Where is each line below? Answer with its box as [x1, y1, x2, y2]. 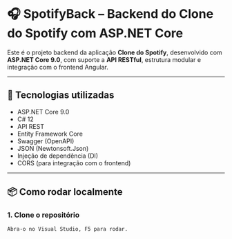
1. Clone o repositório [7, 210, 80, 220]
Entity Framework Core [17, 129, 83, 138]
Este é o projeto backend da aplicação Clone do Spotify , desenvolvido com [7, 48, 222, 56]
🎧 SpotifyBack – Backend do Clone [7, 6, 214, 22]
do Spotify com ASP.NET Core [7, 25, 184, 41]
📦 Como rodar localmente [7, 186, 123, 198]
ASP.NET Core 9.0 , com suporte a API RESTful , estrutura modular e [7, 55, 202, 63]
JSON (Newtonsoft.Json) [17, 144, 89, 152]
